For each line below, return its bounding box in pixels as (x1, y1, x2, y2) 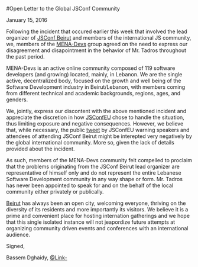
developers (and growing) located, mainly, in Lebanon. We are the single (6, 71, 183, 78)
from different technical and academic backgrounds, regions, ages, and (6, 90, 181, 96)
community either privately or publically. (6, 188, 105, 195)
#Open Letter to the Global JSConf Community (6, 5, 120, 12)
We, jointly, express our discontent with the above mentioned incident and (6, 108, 187, 114)
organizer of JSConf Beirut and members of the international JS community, (6, 34, 191, 41)
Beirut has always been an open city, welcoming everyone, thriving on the (6, 200, 186, 207)
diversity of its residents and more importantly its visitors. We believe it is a (6, 206, 189, 213)
